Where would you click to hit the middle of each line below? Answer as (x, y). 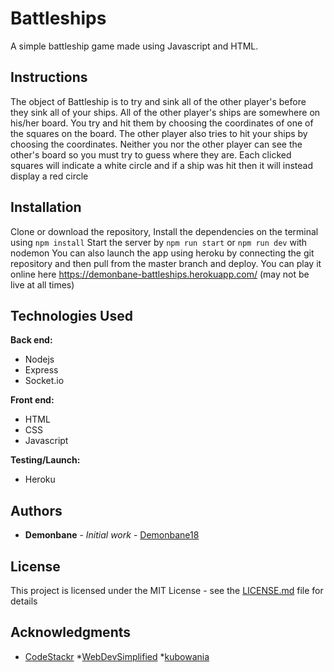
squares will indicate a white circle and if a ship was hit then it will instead (162, 165)
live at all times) (42, 284)
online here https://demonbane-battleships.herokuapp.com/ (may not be (160, 274)
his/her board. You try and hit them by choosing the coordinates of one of (162, 123)
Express (41, 370)
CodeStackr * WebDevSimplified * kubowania (117, 656)
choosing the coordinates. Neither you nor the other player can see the (156, 144)
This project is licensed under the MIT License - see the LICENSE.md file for (167, 590)
